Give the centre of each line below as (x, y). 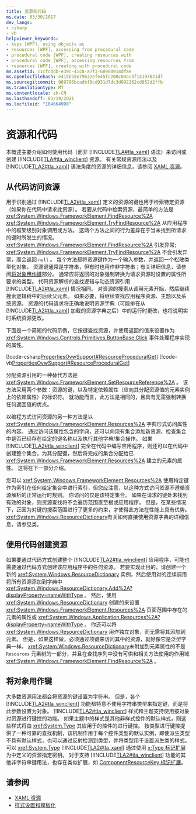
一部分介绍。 (53, 468)
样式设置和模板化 (35, 805)
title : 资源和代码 (26, 11)
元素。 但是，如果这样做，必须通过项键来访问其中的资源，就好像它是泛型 (94, 639)
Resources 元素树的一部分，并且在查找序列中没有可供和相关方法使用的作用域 (98, 654)
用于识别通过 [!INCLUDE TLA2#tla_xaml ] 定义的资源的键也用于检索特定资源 (95, 202)
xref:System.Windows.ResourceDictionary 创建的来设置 (73, 603)
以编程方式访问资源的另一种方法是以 (50, 417)
